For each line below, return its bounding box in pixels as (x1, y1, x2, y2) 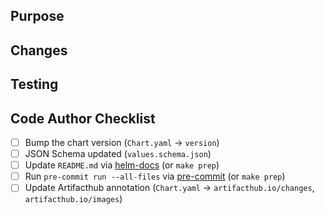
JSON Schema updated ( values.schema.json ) (24, 148, 212, 160)
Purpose (10, 8, 65, 25)
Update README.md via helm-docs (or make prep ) (24, 159, 220, 171)
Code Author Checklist (10, 110, 156, 127)
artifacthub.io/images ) (24, 193, 123, 205)
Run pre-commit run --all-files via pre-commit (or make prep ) (24, 170, 286, 183)
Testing (10, 76, 59, 93)
